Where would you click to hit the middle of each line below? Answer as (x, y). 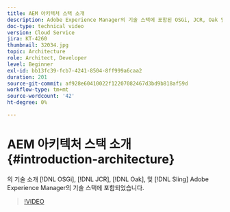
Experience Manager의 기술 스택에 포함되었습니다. (76, 187)
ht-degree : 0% (27, 103)
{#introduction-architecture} (91, 160)
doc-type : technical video (46, 26)
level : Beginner (30, 64)
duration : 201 (27, 77)
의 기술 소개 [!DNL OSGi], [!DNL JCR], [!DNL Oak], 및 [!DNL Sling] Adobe (108, 179)
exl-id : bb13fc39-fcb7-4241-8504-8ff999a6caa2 (75, 70)
